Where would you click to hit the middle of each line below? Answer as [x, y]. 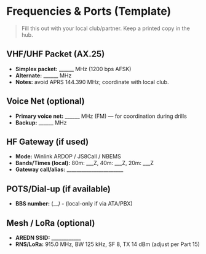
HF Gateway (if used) [48, 141]
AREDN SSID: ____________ [48, 238]
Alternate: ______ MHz [43, 75]
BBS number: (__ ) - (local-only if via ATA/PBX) [74, 204]
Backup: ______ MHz [41, 122]
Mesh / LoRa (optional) [51, 223]
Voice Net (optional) [46, 102]
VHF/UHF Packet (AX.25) [56, 54]
